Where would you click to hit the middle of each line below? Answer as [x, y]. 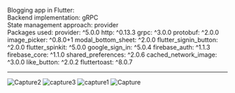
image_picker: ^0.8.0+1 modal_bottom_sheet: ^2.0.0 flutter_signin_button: [113, 40]
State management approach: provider [63, 25]
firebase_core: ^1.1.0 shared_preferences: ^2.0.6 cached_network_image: [112, 55]
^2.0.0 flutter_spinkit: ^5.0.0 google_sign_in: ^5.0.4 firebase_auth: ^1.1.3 [109, 47]
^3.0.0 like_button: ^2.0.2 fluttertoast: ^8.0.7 [70, 62]
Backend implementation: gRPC [53, 17]
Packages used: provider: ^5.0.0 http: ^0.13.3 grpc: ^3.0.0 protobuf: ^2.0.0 [113, 32]
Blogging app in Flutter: [41, 10]
